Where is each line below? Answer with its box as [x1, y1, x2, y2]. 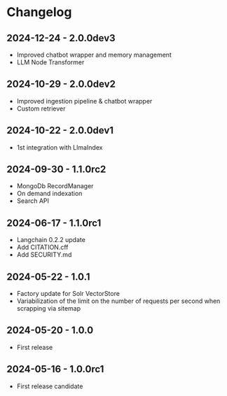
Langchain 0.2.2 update [16, 236, 85, 244]
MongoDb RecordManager [16, 182, 94, 190]
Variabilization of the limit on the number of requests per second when [16, 297, 221, 305]
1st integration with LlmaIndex [16, 143, 103, 151]
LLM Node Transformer [16, 58, 85, 66]
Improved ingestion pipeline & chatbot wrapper [16, 97, 153, 105]
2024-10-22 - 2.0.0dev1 [6, 125, 113, 136]
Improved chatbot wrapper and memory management [16, 50, 172, 59]
